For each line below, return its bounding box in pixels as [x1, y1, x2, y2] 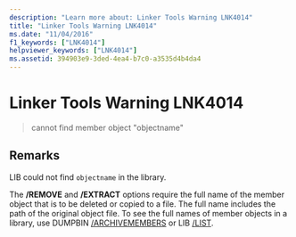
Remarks [9, 148, 61, 163]
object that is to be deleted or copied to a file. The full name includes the [9, 198, 276, 209]
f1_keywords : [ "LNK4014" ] [9, 37, 105, 47]
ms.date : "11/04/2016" [9, 29, 94, 38]
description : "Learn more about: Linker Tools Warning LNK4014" [9, 12, 253, 22]
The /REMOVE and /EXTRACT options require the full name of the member [9, 189, 285, 200]
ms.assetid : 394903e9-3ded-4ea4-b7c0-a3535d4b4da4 [9, 54, 201, 63]
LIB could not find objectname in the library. [9, 171, 167, 183]
